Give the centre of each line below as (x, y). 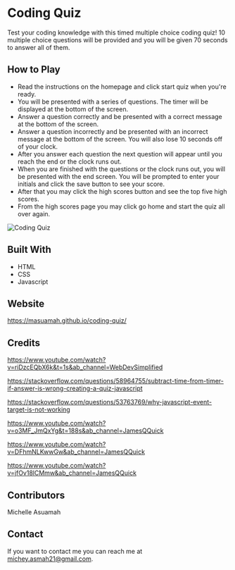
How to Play (34, 69)
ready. (27, 94)
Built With (29, 250)
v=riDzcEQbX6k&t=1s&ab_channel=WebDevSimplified (85, 367)
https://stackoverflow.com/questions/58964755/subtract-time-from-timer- (115, 381)
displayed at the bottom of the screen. (73, 109)
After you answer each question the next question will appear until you (120, 154)
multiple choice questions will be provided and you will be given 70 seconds (118, 39)
